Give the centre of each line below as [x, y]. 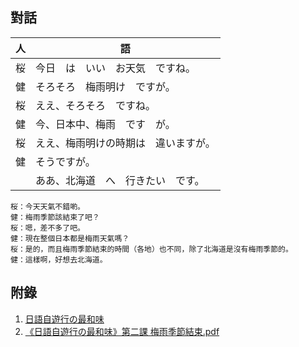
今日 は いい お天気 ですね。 [116, 68]
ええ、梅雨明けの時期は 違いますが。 [125, 143]
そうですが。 [65, 161]
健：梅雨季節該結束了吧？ [55, 217]
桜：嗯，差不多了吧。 [47, 228]
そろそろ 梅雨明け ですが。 [105, 86]
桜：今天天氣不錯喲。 [47, 206]
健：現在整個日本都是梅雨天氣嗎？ [70, 238]
